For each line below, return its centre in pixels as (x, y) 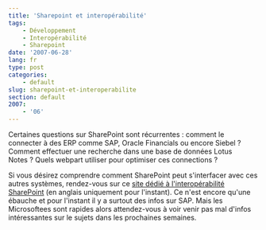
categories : (28, 75)
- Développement (50, 30)
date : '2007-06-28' (40, 53)
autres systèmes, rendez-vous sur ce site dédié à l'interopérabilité (116, 183)
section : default (37, 97)
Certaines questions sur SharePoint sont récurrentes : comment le (116, 134)
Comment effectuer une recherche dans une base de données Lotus (120, 151)
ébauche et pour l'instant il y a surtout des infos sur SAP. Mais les (116, 201)
